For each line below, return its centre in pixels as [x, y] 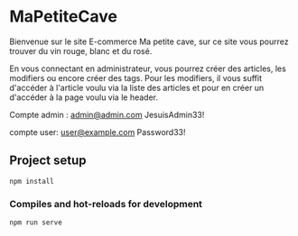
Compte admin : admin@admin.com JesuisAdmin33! [107, 114]
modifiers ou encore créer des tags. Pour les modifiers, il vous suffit [135, 77]
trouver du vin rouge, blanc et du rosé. [81, 50]
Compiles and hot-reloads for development [106, 204]
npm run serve [36, 222]
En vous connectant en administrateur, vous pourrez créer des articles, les [148, 68]
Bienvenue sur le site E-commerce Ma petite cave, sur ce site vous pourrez [149, 41]
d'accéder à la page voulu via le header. [84, 97]
